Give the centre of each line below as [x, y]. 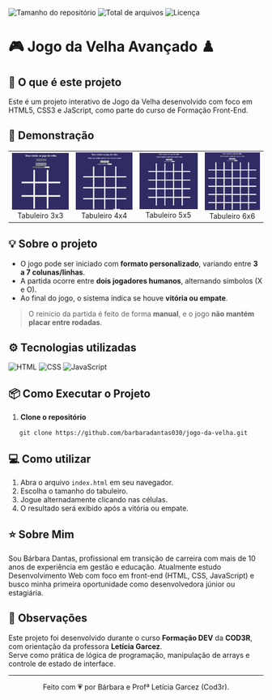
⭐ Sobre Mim [41, 535]
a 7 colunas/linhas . [53, 272]
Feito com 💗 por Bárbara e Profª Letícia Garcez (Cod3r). [136, 687]
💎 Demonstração [51, 136]
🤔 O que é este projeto [65, 82]
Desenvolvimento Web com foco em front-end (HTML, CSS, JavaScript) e [132, 575]
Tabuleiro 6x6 [232, 216]
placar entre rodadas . [65, 322]
